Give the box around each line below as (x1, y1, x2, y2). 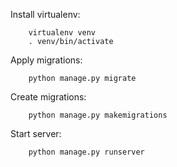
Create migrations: (10, 91, 87, 103)
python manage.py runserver (28, 147, 145, 157)
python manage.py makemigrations (28, 110, 168, 120)
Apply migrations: (10, 54, 83, 66)
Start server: (10, 128, 62, 139)
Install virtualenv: (10, 9, 81, 20)
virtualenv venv (28, 28, 97, 38)
